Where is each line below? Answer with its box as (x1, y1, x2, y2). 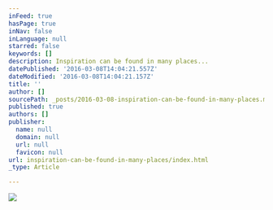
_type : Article (8, 164, 60, 172)
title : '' (8, 80, 42, 88)
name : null (15, 125, 53, 133)
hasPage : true (8, 20, 57, 28)
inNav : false (8, 27, 53, 35)
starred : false (8, 42, 60, 50)
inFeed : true (8, 11, 53, 20)
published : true (8, 103, 63, 111)
